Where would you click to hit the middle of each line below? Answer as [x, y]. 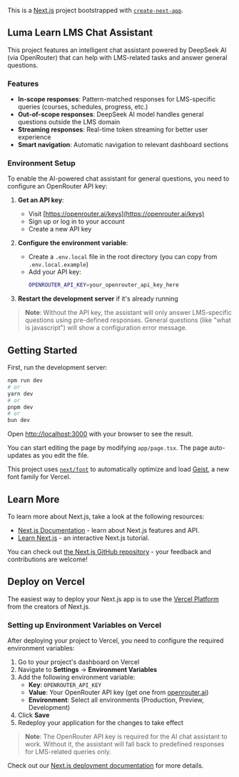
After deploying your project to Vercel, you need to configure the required [116, 641]
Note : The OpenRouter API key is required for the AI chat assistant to [126, 737]
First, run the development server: [57, 368]
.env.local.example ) [59, 264]
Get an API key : [41, 200]
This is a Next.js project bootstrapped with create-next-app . [96, 10]
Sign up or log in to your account [76, 221]
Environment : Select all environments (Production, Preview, [116, 700]
